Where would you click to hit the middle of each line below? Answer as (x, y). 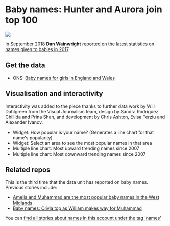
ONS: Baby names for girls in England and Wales (64, 78)
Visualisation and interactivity (54, 94)
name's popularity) (32, 137)
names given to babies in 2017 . (38, 49)
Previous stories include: (31, 188)
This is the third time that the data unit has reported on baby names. (77, 182)
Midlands (22, 203)
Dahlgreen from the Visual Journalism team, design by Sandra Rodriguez (82, 111)
